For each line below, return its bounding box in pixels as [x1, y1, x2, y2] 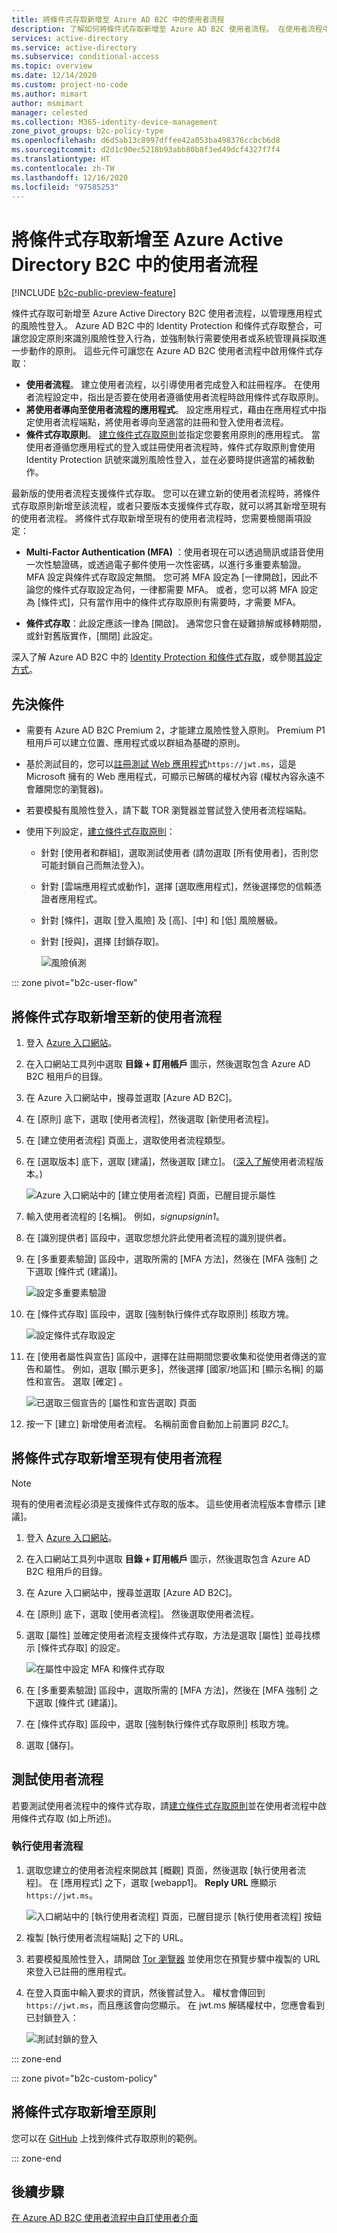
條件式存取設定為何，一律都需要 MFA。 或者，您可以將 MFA [52, 584, 299, 596]
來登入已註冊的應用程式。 [25, 1965, 132, 1977]
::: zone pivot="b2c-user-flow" [11, 977, 138, 989]
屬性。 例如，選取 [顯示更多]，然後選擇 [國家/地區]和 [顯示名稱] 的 [43, 1362, 316, 1375]
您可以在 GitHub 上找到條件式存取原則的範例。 [11, 2132, 203, 2144]
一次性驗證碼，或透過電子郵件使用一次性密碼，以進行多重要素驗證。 [25, 559, 307, 571]
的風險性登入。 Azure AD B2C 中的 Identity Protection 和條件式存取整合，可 [11, 320, 323, 332]
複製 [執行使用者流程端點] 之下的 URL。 [25, 1931, 189, 1943]
